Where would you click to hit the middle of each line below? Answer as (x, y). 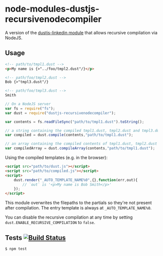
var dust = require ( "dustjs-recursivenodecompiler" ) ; (61, 113)
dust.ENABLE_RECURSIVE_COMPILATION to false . (50, 223)
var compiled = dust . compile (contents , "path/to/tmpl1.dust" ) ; (69, 135)
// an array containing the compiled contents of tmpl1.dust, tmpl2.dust (81, 144)
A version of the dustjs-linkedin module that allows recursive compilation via (81, 32)
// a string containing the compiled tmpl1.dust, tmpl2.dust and (72, 130)
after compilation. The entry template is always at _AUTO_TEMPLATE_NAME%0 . (78, 208)
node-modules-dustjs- (52, 9)
